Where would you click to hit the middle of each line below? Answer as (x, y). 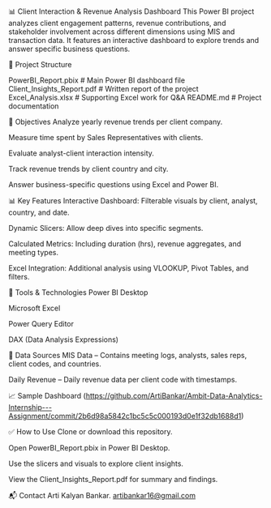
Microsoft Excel (34, 308)
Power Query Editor (41, 324)
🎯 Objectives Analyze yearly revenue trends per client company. (116, 122)
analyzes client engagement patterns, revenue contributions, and (117, 23)
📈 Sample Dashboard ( (47, 396)
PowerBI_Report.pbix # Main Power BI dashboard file (97, 80)
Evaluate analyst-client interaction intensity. (81, 153)
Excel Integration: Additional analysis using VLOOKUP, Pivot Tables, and (129, 268)
